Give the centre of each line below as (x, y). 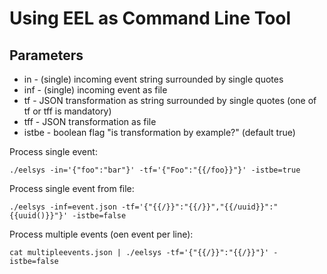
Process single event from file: (72, 188)
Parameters (46, 55)
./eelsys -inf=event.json (63, 207)
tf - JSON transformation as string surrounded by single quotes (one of (170, 100)
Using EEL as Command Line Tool (150, 18)
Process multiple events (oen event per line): (101, 234)
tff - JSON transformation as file (90, 121)
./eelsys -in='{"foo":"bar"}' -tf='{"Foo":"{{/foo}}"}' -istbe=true (155, 170)
